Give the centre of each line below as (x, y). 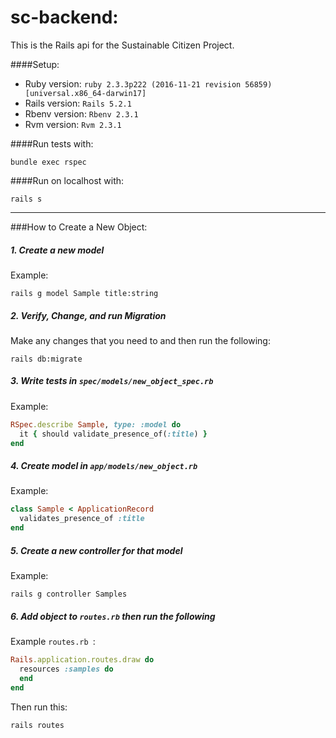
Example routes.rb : (53, 641)
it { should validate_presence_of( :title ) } (113, 434)
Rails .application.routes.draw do (82, 660)
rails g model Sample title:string (84, 293)
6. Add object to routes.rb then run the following (113, 616)
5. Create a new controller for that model (96, 550)
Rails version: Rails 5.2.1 (78, 103)
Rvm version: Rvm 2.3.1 (73, 124)
